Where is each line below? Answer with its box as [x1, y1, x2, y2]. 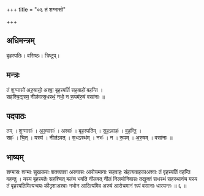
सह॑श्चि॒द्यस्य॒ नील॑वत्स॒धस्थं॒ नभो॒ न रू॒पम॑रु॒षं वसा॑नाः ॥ [6, 93, 105, 100]
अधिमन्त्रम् [6, 35, 35, 46]
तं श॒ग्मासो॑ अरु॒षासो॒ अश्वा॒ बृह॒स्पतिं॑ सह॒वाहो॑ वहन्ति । [6, 86, 103, 93]
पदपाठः [6, 111, 26, 122]
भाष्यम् [6, 152, 24, 162]
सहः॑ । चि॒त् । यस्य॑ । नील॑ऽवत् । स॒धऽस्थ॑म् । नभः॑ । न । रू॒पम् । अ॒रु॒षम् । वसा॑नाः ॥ [6, 134, 173, 142]
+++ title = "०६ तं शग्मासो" [6, 6, 66, 13]
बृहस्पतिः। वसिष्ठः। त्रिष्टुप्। [6, 52, 60, 59]
